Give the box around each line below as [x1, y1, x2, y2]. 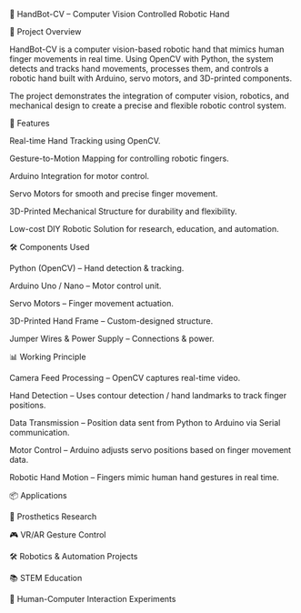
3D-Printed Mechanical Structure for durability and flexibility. [9, 206, 238, 216]
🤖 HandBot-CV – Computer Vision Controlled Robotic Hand [9, 9, 230, 19]
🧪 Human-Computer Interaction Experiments [9, 594, 176, 604]
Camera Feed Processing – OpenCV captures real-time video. [9, 373, 241, 383]
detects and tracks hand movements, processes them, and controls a [9, 64, 269, 74]
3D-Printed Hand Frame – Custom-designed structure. [9, 316, 214, 327]
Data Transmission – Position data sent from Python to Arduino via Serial [9, 417, 281, 427]
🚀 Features [9, 118, 50, 128]
